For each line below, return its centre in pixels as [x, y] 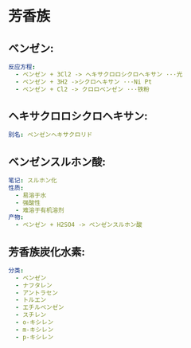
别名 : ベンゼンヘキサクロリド [51, 135]
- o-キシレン [35, 323]
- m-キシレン [35, 330]
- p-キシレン [35, 337]
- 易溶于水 [31, 195]
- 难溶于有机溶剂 [40, 210]
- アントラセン [37, 293]
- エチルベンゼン [40, 307]
